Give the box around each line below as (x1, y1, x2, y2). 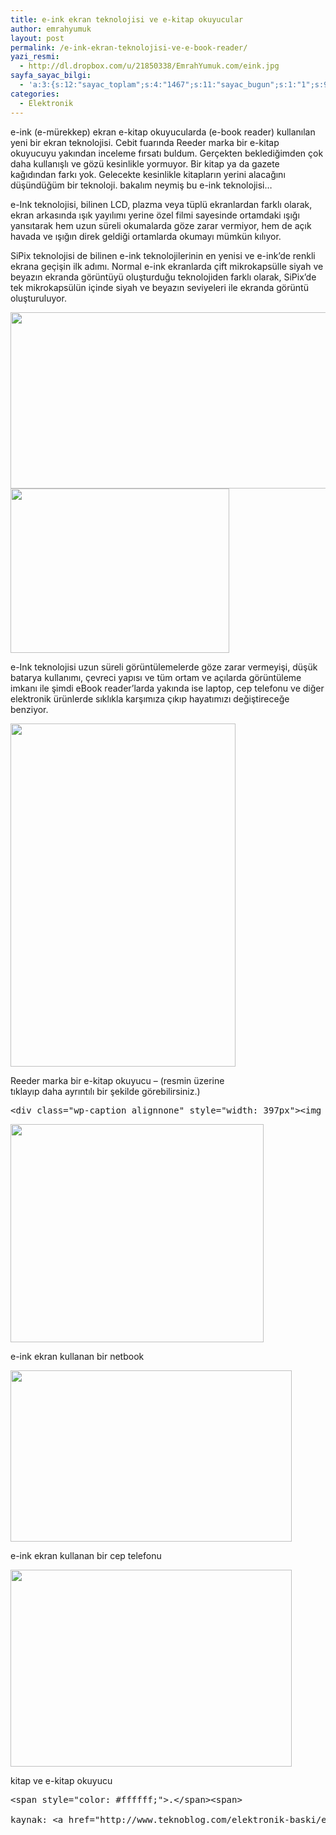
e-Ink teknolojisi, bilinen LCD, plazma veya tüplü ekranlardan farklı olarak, (10, 198, 313, 210)
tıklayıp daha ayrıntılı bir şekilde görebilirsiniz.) (10, 1085, 201, 1097)
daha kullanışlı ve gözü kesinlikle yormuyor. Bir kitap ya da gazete (10, 157, 280, 170)
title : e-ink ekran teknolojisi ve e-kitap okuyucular (10, 14, 244, 25)
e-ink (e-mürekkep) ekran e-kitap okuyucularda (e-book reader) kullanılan (10, 126, 316, 138)
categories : (10, 89, 60, 99)
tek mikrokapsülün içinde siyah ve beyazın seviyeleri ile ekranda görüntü (10, 281, 309, 293)
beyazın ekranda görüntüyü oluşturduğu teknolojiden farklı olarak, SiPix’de (10, 271, 317, 283)
